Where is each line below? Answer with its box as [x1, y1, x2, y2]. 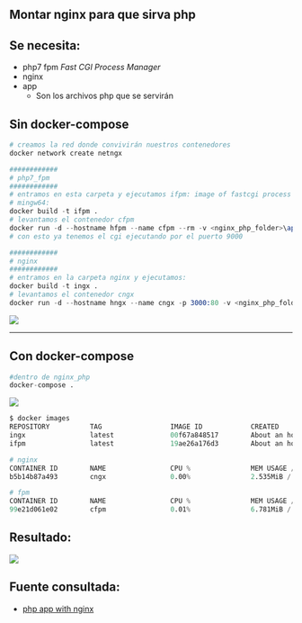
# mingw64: [9, 198, 50, 208]
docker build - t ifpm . [9, 207, 99, 216]
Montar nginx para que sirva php [9, 7, 196, 23]
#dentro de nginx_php [9, 373, 91, 382]
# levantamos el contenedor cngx [9, 290, 135, 300]
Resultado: [9, 530, 72, 546]
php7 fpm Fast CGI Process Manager [22, 62, 161, 73]
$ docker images [9, 414, 70, 423]
